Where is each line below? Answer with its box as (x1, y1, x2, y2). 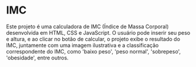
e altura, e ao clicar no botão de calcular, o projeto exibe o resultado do (6, 35, 181, 42)
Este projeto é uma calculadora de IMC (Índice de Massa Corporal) (6, 23, 169, 30)
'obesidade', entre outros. (6, 54, 69, 61)
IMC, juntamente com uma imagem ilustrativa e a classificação (6, 42, 159, 49)
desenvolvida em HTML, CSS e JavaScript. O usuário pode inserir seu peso (6, 29, 191, 36)
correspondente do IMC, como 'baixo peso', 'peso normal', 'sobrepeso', (6, 48, 181, 55)
